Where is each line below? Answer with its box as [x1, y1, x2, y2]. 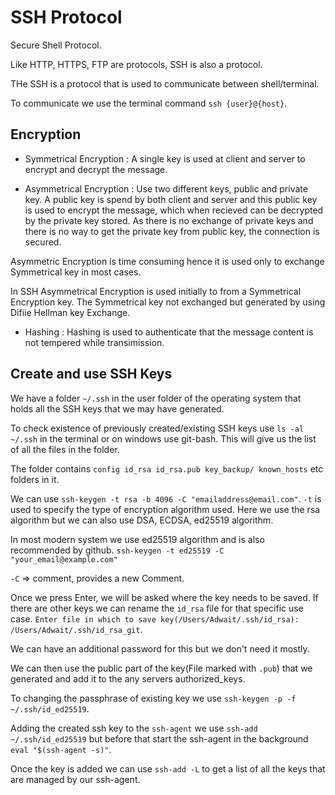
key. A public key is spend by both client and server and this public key [24, 193, 318, 205]
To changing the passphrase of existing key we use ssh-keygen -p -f [10, 692, 297, 704]
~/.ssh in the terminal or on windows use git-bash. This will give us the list [10, 432, 317, 445]
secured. [24, 236, 62, 248]
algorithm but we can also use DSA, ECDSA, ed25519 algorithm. [10, 514, 274, 526]
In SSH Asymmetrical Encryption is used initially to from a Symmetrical [10, 285, 302, 297]
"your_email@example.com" [10, 554, 118, 565]
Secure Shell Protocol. [10, 39, 102, 51]
